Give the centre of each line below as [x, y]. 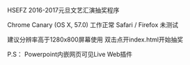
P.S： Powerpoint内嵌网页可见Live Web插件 [70, 54]
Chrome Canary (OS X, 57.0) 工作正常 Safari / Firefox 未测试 [93, 25]
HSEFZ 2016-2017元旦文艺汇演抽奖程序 [63, 10]
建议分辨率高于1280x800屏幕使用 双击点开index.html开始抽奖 [95, 39]
